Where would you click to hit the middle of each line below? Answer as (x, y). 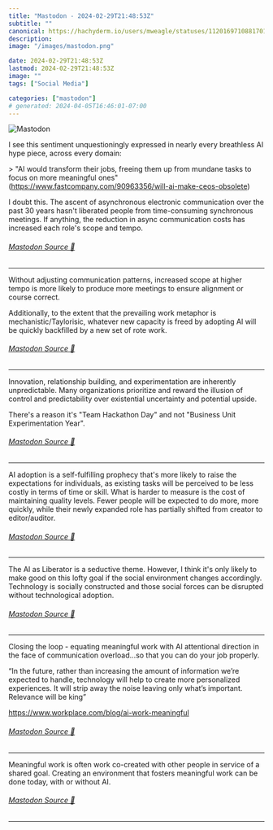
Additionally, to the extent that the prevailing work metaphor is (113, 312)
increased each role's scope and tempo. (76, 228)
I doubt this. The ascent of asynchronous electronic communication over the (136, 202)
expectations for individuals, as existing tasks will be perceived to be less (131, 483)
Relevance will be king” (48, 697)
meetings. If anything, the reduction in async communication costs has (127, 220)
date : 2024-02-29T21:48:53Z (56, 61)
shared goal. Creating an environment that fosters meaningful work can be (133, 773)
